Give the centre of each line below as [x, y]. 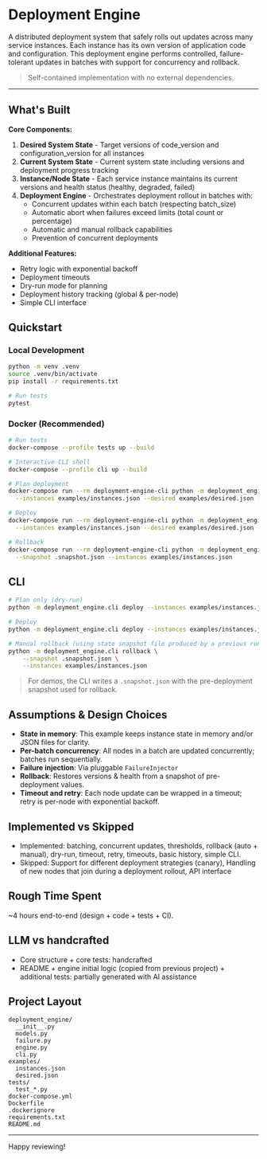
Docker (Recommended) [56, 424]
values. [73, 785]
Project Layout [45, 1001]
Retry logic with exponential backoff [79, 268]
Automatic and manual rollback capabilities [102, 229]
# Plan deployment [39, 484]
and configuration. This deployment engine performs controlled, [113, 53]
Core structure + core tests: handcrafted [86, 959]
